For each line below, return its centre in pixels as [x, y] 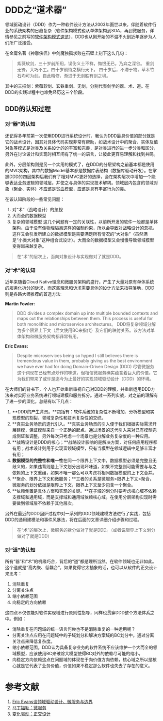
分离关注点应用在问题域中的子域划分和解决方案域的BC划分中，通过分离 [83, 635]
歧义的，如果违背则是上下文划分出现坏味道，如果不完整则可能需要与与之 [84, 466]
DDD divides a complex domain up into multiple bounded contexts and [87, 313]
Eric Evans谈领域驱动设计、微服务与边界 [52, 702]
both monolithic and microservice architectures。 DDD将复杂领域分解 [86, 324]
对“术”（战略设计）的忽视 [37, 209]
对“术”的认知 [20, 270]
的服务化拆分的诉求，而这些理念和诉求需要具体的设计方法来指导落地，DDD [80, 288]
